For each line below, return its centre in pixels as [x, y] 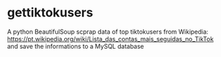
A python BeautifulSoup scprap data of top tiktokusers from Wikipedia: [108, 32]
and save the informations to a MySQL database [76, 46]
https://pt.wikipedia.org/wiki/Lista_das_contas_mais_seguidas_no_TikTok [110, 38]
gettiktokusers [50, 13]
